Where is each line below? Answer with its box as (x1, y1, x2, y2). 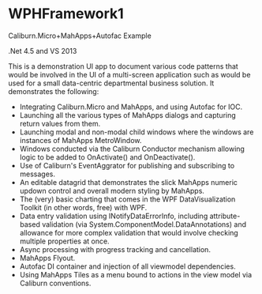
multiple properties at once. (19, 236, 110, 246)
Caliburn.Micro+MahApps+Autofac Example (8, 31, 152, 40)
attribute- (209, 211, 241, 220)
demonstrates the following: (8, 86, 99, 96)
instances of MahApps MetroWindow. (19, 135, 142, 145)
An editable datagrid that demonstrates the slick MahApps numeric (19, 177, 238, 187)
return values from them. (19, 119, 101, 128)
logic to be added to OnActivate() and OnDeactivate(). (19, 152, 196, 162)
